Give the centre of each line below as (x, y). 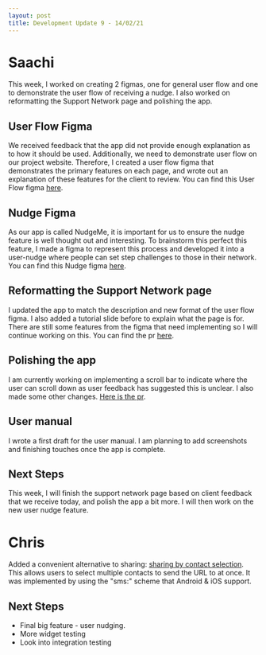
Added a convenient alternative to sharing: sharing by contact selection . (126, 564)
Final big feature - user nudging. (72, 626)
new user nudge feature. (48, 510)
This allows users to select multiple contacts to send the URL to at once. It (129, 573)
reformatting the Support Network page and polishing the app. (110, 101)
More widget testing (52, 634)
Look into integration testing (66, 642)
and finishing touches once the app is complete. (87, 449)
